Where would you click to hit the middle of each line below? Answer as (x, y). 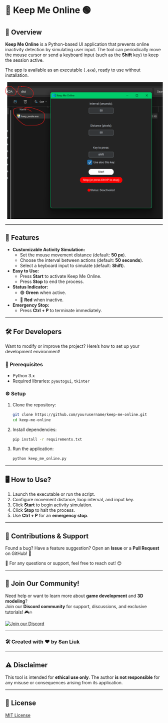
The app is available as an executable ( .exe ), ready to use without (73, 70)
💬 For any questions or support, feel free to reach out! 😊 (63, 563)
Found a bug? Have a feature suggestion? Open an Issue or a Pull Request (82, 548)
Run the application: (33, 449)
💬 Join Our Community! (42, 584)
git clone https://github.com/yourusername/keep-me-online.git (80, 414)
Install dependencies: (34, 429)
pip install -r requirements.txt (47, 439)
